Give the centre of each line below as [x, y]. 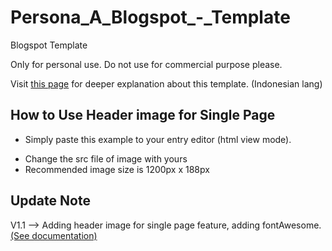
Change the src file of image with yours [106, 158]
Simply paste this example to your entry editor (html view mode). [158, 139]
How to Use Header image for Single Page [143, 115]
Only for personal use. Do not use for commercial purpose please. [146, 64]
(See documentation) [54, 235]
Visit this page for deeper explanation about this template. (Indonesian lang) [166, 83]
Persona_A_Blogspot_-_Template [150, 17]
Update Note [50, 201]
